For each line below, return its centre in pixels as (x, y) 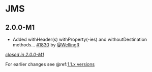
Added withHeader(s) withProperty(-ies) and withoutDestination (80, 39)
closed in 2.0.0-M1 (25, 54)
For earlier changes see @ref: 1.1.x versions (50, 64)
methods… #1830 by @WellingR (46, 45)
